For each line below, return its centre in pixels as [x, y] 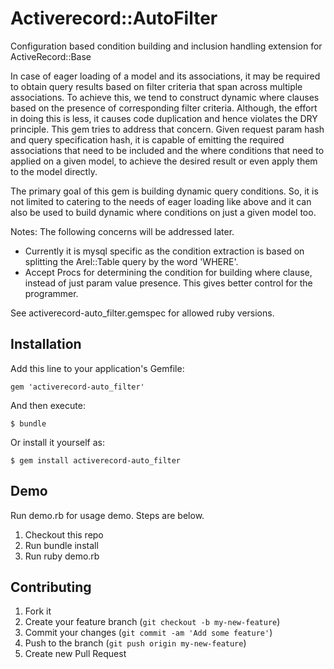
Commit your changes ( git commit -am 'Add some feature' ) [148, 633]
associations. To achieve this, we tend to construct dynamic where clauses [165, 97]
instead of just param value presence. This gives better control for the [168, 283]
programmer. [51, 293]
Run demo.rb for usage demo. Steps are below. [107, 515]
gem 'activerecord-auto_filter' [77, 387]
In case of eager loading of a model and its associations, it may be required [165, 76]
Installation [46, 344]
